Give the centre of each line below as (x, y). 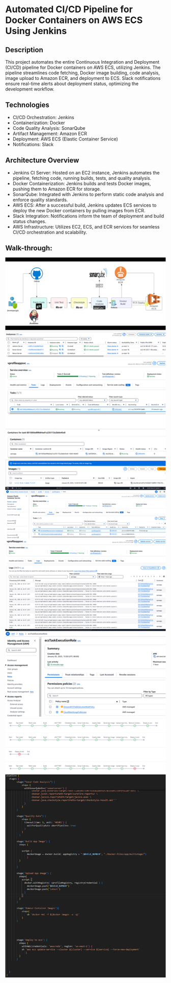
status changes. (30, 221)
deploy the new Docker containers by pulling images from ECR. (79, 210)
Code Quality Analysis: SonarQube (49, 128)
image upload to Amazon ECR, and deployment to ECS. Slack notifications (83, 78)
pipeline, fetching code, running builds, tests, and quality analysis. (82, 178)
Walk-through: (29, 248)
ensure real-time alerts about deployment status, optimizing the (72, 83)
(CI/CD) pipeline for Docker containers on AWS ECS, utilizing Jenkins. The (83, 67)
